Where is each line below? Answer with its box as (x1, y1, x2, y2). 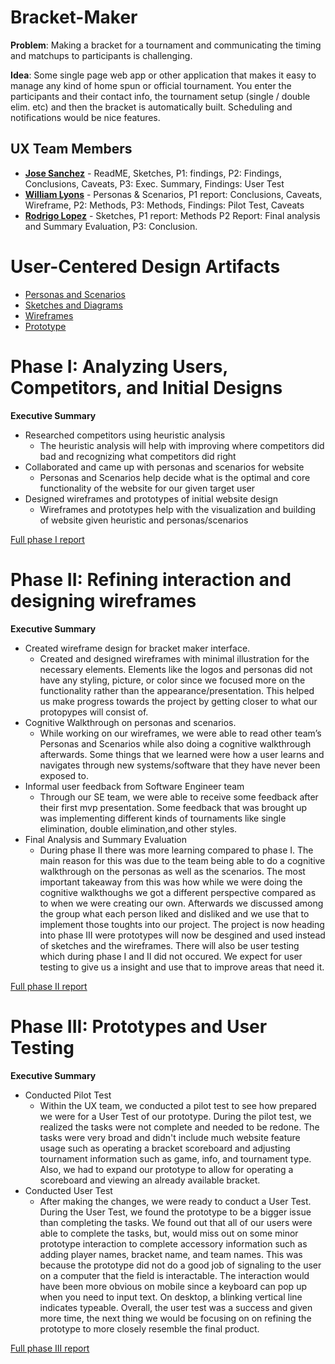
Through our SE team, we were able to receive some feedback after (39, 791, 319, 803)
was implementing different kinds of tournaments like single (39, 812, 287, 824)
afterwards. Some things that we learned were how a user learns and (39, 748, 325, 760)
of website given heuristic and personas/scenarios (39, 514, 249, 526)
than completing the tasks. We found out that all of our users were (39, 1216, 313, 1228)
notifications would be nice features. (10, 111, 161, 123)
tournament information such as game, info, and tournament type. (39, 1152, 312, 1165)
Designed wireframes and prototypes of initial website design (24, 492, 279, 505)
